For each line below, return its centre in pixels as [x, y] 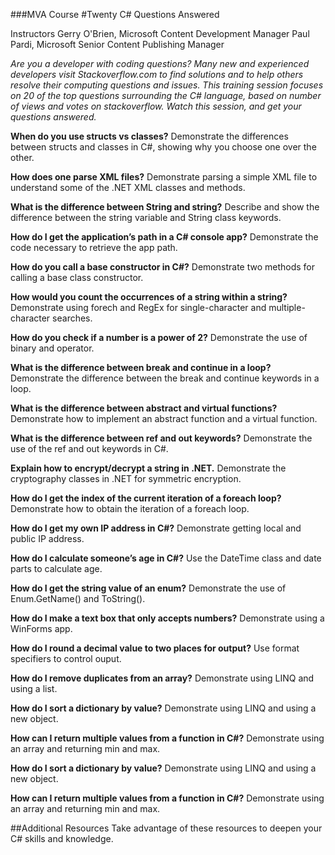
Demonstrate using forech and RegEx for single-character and [138, 307]
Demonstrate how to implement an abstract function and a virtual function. [164, 418]
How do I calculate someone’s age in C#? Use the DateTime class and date [166, 558]
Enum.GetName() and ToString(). [78, 598]
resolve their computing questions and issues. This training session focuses [167, 85]
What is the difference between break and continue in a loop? [141, 367]
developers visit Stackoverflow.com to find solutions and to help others [157, 74]
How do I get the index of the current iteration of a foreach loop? [146, 498]
